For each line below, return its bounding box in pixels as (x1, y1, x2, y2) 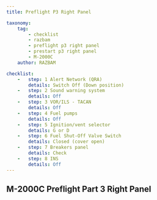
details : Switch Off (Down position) (28, 82, 124, 88)
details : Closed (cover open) (28, 138, 105, 145)
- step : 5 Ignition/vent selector (17, 121, 111, 128)
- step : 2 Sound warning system (17, 88, 105, 94)
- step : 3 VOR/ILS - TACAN (17, 99, 92, 105)
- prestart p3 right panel (28, 48, 97, 55)
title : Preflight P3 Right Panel (6, 9, 92, 15)
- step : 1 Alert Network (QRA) (17, 76, 103, 82)
